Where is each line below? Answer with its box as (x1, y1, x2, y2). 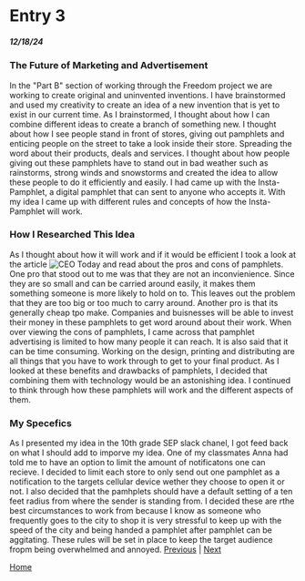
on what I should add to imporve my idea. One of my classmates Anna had (9, 447, 289, 458)
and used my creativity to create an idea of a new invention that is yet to (9, 99, 280, 110)
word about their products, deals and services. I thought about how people (9, 148, 290, 158)
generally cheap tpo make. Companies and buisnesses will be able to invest (9, 307, 294, 318)
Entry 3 (9, 5, 66, 26)
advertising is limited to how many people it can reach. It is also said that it (9, 336, 289, 347)
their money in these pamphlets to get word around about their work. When (9, 316, 292, 328)
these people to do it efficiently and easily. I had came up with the (9, 177, 257, 188)
